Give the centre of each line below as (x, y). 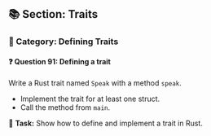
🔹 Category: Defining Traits (64, 42)
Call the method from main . (65, 107)
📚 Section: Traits (53, 14)
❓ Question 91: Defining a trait (60, 61)
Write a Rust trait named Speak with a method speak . (95, 83)
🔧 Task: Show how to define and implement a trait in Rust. (106, 123)
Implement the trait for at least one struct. (90, 99)
